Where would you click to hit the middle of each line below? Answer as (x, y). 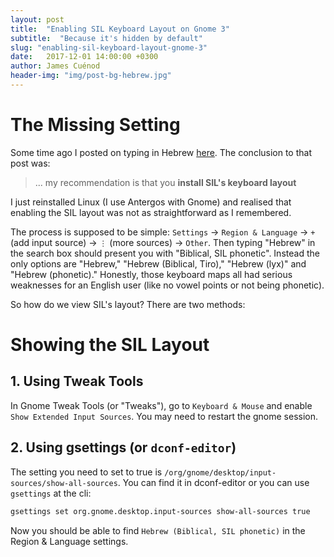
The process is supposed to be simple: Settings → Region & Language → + (163, 232)
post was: (30, 163)
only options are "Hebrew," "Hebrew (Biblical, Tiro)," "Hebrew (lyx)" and (158, 263)
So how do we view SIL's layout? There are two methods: (128, 304)
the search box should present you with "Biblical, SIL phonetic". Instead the (165, 253)
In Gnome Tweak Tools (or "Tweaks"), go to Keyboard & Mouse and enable (161, 405)
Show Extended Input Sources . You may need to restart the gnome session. (164, 416)
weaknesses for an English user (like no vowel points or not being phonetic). (167, 285)
